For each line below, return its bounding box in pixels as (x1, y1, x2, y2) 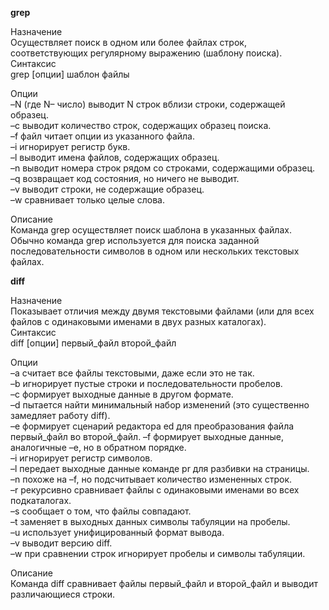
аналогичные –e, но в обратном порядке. (10, 442, 187, 453)
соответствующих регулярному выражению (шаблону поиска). (10, 47, 283, 59)
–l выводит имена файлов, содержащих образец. (10, 152, 220, 163)
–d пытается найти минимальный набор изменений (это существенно (10, 399, 310, 411)
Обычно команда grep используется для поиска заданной (10, 235, 260, 246)
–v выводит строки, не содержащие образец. (10, 183, 205, 195)
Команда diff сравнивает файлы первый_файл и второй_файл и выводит (10, 578, 318, 589)
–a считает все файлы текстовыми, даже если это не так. (10, 367, 255, 379)
